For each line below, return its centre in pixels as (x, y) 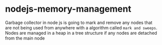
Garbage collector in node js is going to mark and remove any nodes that (79, 22)
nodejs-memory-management (68, 9)
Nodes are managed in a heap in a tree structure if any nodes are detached (81, 33)
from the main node (25, 38)
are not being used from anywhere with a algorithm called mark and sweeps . (81, 27)
